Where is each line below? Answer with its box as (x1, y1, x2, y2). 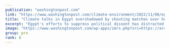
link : (5, 12, 17, 17)
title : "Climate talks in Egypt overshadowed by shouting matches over (5, 16, 159, 21)
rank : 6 (5, 35, 22, 40)
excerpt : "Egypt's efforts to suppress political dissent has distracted (5, 21, 164, 26)
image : (5, 26, 19, 31)
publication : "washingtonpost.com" (5, 7, 80, 12)
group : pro (5, 30, 28, 35)
